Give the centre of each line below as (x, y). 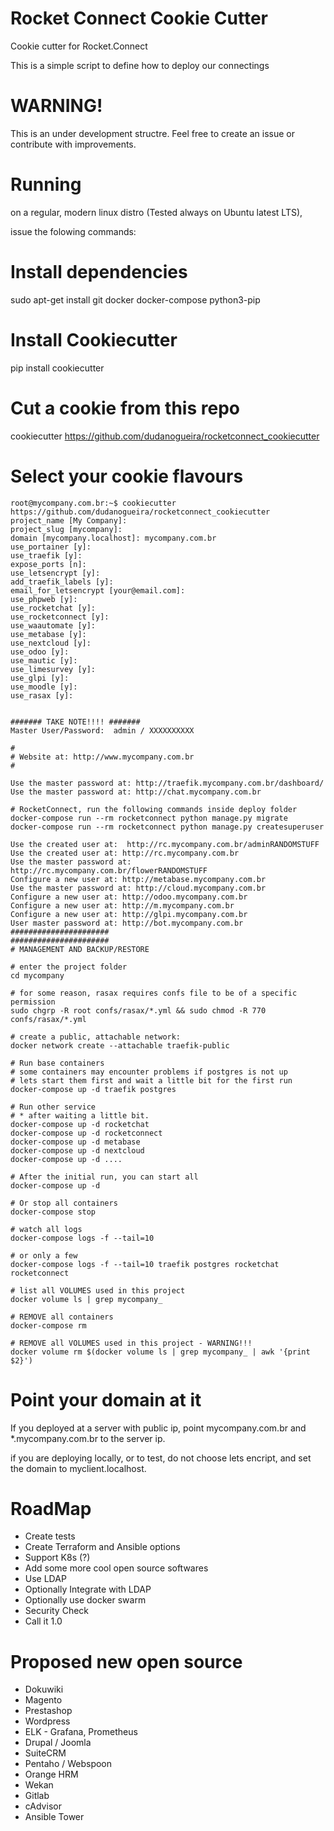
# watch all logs (46, 1229)
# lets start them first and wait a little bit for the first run (151, 1080)
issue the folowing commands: (73, 231)
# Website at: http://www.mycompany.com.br (102, 757)
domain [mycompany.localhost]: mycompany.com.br (113, 538)
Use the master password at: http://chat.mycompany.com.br (136, 792)
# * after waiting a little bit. (80, 1115)
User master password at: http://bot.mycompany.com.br (127, 923)
